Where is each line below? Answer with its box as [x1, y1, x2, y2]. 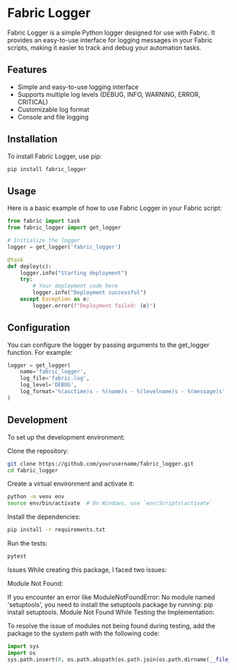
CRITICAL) [17, 98, 49, 106]
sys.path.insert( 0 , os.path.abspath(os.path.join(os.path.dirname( [7, 656, 210, 663]
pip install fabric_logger [7, 165, 87, 172]
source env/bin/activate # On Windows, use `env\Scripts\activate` [7, 500, 213, 507]
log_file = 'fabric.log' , [20, 375, 90, 382]
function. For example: [7, 348, 73, 356]
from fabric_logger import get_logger [7, 224, 121, 231]
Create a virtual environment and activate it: [7, 479, 135, 488]
